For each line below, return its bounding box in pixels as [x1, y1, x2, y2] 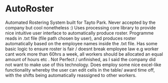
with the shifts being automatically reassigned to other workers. [5, 72, 137, 78]
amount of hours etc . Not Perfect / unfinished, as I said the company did [5, 56, 156, 62]
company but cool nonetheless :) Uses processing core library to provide [5, 24, 156, 30]
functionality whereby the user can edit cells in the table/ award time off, [5, 67, 155, 73]
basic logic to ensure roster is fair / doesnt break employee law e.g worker [5, 46, 159, 52]
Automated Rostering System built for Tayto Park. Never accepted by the [5, 19, 156, 25]
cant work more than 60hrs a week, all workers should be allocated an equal [5, 51, 163, 57]
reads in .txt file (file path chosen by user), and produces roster [5, 35, 136, 41]
